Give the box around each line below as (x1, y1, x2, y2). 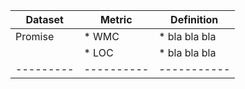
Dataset (25, 13, 64, 26)
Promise (15, 30, 55, 43)
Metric (99, 13, 133, 26)
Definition (170, 13, 219, 26)
